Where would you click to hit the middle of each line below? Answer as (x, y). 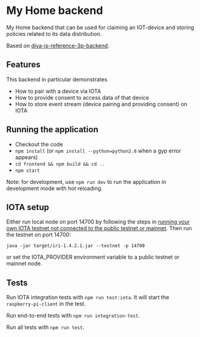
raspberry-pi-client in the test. (46, 304)
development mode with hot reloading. (55, 188)
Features (23, 65)
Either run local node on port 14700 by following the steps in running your (98, 222)
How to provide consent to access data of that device (82, 97)
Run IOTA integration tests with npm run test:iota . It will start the (88, 298)
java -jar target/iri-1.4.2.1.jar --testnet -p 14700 (76, 246)
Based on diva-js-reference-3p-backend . (58, 46)
